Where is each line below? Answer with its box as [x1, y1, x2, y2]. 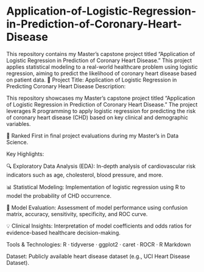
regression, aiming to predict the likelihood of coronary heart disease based [6, 69, 197, 77]
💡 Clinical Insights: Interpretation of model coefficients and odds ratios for [6, 222, 192, 229]
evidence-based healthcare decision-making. [6, 229, 121, 236]
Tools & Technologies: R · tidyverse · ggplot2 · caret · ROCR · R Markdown [6, 240, 191, 248]
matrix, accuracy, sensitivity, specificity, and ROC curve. [6, 210, 148, 217]
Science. [6, 138, 29, 145]
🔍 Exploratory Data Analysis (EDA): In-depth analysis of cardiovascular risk [6, 162, 196, 170]
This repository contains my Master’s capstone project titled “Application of [6, 50, 195, 57]
